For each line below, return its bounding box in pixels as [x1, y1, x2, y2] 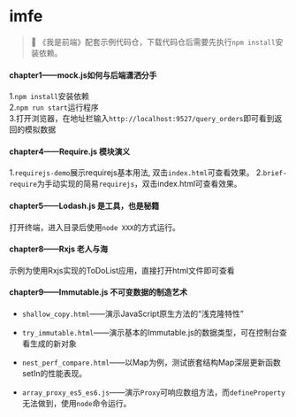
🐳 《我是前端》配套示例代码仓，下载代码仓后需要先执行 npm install [30, 36, 276, 47]
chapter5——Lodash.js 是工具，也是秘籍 [9, 200, 160, 211]
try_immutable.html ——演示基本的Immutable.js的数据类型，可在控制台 [21, 327, 280, 337]
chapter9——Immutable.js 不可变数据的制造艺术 [9, 287, 188, 297]
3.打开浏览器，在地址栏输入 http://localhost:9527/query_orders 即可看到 [9, 113, 275, 124]
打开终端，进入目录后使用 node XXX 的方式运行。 [9, 221, 181, 232]
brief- [262, 169, 287, 178]
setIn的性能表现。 [21, 367, 87, 378]
